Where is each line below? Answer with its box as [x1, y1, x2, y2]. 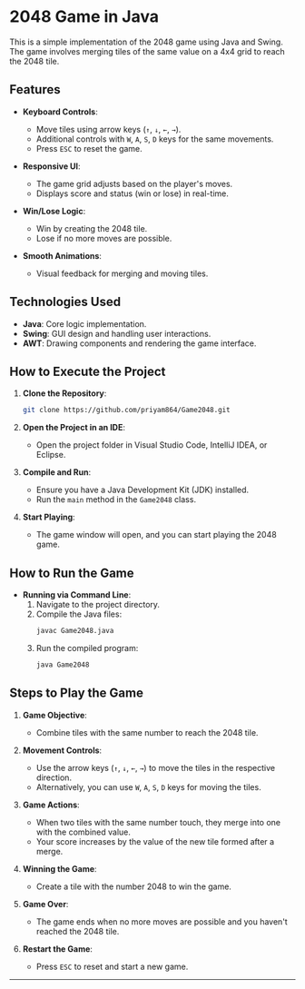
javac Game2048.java [35, 627, 114, 636]
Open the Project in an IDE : [22, 422, 125, 433]
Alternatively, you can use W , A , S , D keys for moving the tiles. [35, 781, 261, 792]
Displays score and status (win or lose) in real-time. [35, 188, 229, 199]
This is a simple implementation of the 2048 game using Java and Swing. [9, 36, 283, 47]
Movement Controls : [22, 745, 103, 756]
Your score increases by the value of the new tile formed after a [35, 836, 275, 846]
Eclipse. [35, 450, 66, 460]
